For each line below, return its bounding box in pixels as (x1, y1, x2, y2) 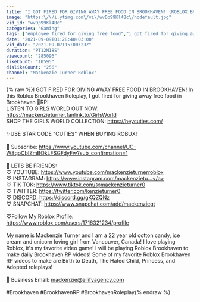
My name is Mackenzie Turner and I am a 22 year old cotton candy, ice (6, 232, 180, 239)
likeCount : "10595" (6, 58, 55, 64)
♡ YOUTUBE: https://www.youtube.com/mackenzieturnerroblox (6, 169, 164, 176)
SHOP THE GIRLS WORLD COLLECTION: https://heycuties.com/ (6, 117, 163, 125)
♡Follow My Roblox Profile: (6, 213, 74, 220)
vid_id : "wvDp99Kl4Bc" (6, 20, 62, 26)
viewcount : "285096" (6, 53, 58, 59)
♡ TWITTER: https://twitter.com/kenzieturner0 (6, 188, 121, 195)
